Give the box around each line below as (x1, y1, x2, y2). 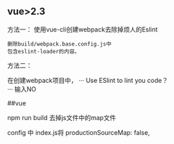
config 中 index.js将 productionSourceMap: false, (7, 128, 150, 136)
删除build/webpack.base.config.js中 (7, 40, 112, 48)
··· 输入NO (7, 84, 37, 93)
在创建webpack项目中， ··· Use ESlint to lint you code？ (7, 76, 168, 84)
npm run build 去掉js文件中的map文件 (7, 113, 116, 122)
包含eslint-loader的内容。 (7, 48, 80, 55)
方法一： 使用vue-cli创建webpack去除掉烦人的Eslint (7, 25, 159, 34)
